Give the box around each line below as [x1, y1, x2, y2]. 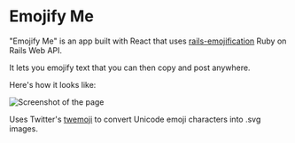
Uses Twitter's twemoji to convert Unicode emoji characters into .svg [9, 114, 261, 124]
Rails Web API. [9, 44, 63, 55]
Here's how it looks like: [9, 79, 97, 90]
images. [9, 123, 38, 134]
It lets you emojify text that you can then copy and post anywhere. [9, 62, 251, 73]
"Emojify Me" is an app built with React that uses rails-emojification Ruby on [9, 36, 287, 46]
